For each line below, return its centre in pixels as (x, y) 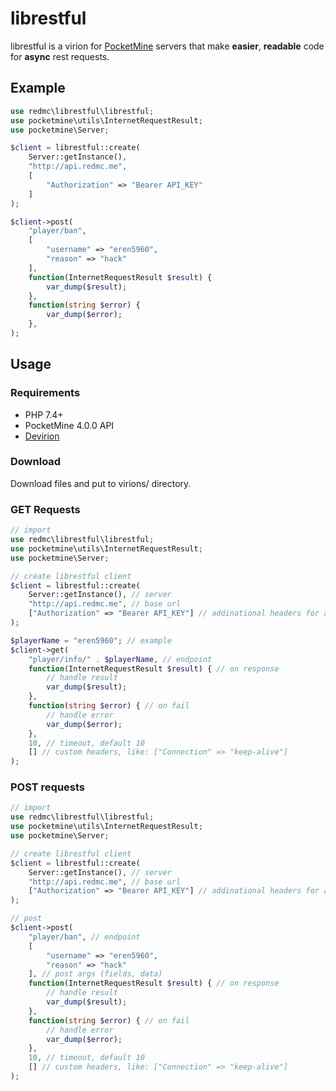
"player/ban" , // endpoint (84, 937)
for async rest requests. (60, 56)
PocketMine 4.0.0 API (69, 425)
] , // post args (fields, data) (95, 974)
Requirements (45, 393)
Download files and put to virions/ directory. (101, 483)
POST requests (48, 787)
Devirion (42, 436)
